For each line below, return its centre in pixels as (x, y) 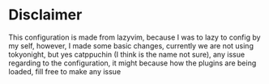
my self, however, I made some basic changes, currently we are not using (131, 45)
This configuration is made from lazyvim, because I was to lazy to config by (134, 37)
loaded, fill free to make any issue (65, 71)
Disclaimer (45, 15)
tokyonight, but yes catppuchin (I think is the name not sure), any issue (127, 54)
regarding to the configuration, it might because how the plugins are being (132, 63)
